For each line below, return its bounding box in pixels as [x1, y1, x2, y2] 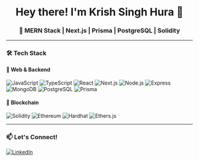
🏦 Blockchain [6, 99, 39, 106]
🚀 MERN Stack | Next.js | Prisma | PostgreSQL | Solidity [18, 27, 181, 35]
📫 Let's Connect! [6, 133, 58, 141]
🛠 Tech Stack [6, 49, 47, 57]
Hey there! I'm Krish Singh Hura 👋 [15, 5, 184, 19]
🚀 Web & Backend [6, 66, 50, 73]
